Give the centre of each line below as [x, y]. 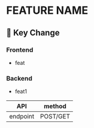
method [55, 106]
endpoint [22, 117]
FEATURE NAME [47, 11]
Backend [19, 78]
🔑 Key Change [33, 33]
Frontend [20, 50]
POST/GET [55, 117]
